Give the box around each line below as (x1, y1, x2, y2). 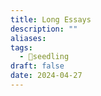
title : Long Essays (10, 14, 92, 25)
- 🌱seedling (19, 52, 70, 62)
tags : (10, 42, 33, 53)
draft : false (10, 61, 65, 71)
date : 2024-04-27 (10, 71, 83, 81)
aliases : (10, 33, 47, 43)
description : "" (10, 24, 78, 34)
